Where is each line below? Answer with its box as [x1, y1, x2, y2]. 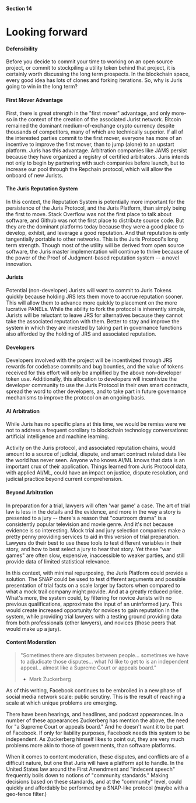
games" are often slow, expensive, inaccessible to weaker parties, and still [6, 552, 185, 559]
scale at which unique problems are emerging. [6, 699, 118, 706]
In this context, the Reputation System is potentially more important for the [6, 198, 185, 205]
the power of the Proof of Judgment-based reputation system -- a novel [6, 254, 180, 261]
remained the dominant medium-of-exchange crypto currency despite [6, 122, 175, 129]
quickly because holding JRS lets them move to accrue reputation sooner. [6, 293, 184, 300]
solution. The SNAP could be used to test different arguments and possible [6, 575, 186, 582]
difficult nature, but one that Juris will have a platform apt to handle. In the [6, 759, 184, 766]
